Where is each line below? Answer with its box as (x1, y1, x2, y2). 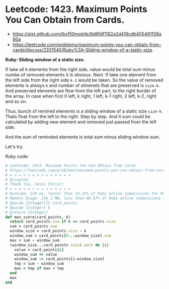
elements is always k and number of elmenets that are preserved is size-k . (5, 82, 160, 88)
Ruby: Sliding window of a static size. (5, 56, 85, 62)
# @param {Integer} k (5, 205, 51, 210)
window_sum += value (14, 252, 57, 257)
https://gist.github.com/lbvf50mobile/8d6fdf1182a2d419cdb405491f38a (12, 31, 162, 37)
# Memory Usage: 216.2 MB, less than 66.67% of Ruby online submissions (5, 196, 161, 201)
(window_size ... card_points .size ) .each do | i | (10, 242, 109, 247)
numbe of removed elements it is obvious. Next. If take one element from (5, 71, 156, 77)
